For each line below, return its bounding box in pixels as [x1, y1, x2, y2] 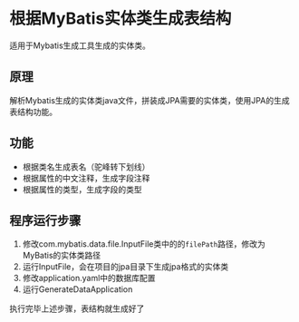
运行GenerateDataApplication [22, 284, 133, 295]
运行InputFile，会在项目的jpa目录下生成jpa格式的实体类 [22, 261, 229, 272]
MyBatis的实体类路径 [22, 250, 101, 261]
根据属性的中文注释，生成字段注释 [22, 172, 150, 183]
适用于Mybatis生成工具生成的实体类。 [9, 40, 151, 51]
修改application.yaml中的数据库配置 [22, 273, 156, 284]
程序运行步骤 [9, 212, 82, 228]
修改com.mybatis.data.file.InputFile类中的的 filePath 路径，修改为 [22, 239, 265, 249]
